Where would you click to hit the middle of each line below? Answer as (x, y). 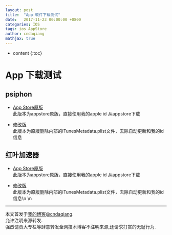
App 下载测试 (33, 75)
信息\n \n (22, 198)
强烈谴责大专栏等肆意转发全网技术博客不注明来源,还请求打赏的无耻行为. (81, 227)
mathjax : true (20, 39)
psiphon (19, 94)
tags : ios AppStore (26, 29)
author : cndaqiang (25, 34)
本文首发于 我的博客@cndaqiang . (39, 214)
